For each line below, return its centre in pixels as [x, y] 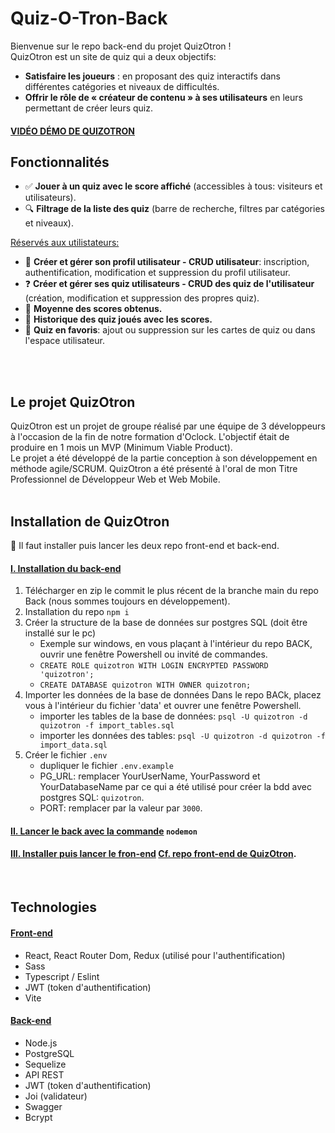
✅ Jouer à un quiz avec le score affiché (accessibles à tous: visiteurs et [173, 186]
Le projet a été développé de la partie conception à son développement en [164, 458]
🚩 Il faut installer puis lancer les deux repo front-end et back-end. [145, 545]
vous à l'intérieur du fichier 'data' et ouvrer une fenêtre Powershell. [163, 706]
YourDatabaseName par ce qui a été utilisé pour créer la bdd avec [175, 787]
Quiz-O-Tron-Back [89, 18]
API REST [44, 1074]
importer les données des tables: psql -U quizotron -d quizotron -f [182, 736]
